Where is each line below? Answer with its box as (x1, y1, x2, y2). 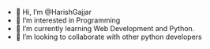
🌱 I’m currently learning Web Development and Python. (15, 24, 195, 33)
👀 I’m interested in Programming (15, 16, 121, 25)
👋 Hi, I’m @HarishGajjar (15, 8, 92, 16)
